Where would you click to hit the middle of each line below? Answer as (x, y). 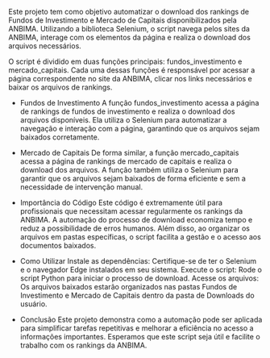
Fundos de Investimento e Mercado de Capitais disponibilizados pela (123, 20)
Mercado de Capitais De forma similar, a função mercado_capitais (129, 153)
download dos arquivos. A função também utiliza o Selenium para (129, 170)
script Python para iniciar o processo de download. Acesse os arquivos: (139, 278)
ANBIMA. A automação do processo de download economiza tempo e (136, 220)
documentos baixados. (58, 246)
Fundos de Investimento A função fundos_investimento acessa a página (139, 103)
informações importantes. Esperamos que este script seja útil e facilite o (140, 337)
